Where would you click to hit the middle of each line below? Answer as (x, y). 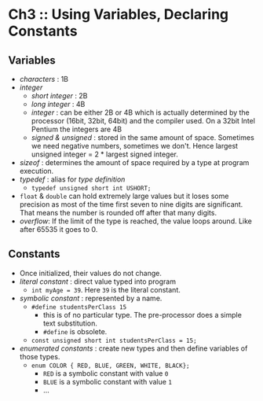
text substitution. (70, 323)
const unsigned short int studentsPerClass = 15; (114, 340)
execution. (37, 171)
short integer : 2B (59, 96)
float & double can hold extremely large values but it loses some (124, 196)
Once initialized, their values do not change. (91, 273)
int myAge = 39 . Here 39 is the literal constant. (106, 289)
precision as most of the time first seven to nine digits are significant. (131, 204)
